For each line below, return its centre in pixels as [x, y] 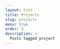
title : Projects [22, 15]
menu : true [17, 24]
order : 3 [14, 29]
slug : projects [21, 19]
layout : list [19, 10]
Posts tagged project [33, 39]
